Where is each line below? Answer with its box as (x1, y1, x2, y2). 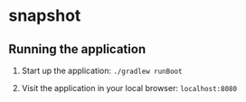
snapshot (8, 5, 81, 26)
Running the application (8, 42, 147, 57)
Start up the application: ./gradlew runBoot (21, 65, 183, 76)
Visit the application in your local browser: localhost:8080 (21, 83, 237, 93)
